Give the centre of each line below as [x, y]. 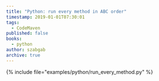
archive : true [23, 55]
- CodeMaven [26, 28]
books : [14, 39]
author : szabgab [26, 50]
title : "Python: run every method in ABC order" [66, 11]
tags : [13, 22]
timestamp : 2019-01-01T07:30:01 [45, 17]
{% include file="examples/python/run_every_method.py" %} [80, 72]
